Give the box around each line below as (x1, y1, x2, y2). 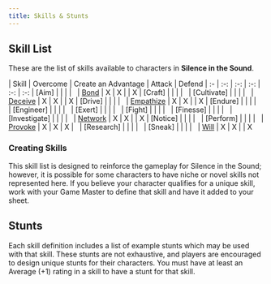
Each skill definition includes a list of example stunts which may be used (8, 240, 250, 250)
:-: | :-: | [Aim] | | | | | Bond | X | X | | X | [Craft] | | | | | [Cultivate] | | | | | (8, 88, 254, 97)
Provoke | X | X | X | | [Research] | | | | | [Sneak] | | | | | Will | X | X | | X (8, 123, 253, 132)
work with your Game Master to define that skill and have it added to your (8, 187, 254, 196)
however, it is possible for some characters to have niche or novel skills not (8, 170, 260, 179)
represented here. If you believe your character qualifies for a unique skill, (8, 178, 256, 187)
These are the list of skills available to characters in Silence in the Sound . (8, 63, 254, 73)
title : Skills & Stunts (8, 11, 89, 20)
